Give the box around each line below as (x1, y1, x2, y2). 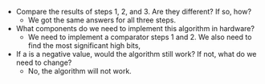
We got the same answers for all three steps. (27, 15, 177, 25)
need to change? (15, 58, 72, 67)
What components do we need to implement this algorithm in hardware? (15, 24, 255, 33)
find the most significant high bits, (27, 41, 141, 50)
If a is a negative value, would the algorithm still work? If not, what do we (15, 50, 257, 58)
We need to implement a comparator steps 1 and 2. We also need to (27, 32, 252, 42)
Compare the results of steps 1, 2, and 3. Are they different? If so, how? (15, 7, 251, 16)
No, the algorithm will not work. (27, 66, 132, 75)
